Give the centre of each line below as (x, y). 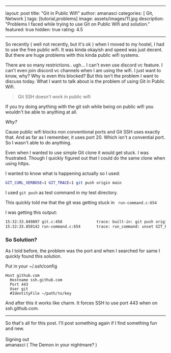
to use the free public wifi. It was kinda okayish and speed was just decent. (84, 50)
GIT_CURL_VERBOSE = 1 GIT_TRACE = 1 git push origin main (64, 183)
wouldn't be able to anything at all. (41, 112)
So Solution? (21, 239)
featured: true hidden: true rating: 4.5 (44, 29)
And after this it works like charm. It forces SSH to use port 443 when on (81, 303)
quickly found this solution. (34, 256)
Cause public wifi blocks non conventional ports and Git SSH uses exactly (83, 132)
